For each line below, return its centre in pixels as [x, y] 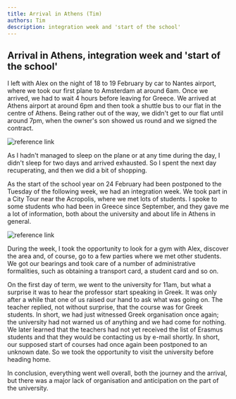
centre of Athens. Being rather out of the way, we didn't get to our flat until [116, 113]
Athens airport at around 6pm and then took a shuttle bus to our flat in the [114, 106]
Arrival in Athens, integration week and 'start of [114, 55]
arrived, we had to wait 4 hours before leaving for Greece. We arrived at [112, 99]
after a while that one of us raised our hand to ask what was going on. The [115, 300]
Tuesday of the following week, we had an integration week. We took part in [117, 191]
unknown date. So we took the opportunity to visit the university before [111, 352]
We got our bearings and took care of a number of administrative [101, 264]
